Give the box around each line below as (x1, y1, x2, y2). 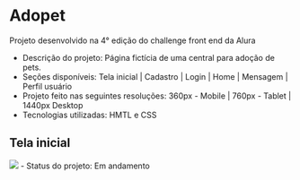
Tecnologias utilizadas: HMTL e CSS (22, 109, 157, 120)
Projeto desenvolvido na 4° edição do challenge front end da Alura (9, 35, 256, 46)
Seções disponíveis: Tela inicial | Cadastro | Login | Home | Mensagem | (22, 71, 289, 81)
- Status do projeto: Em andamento (20, 160, 150, 171)
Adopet (9, 5, 66, 26)
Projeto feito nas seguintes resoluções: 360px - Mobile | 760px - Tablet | (22, 90, 292, 101)
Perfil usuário (22, 81, 73, 91)
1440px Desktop (22, 99, 84, 110)
